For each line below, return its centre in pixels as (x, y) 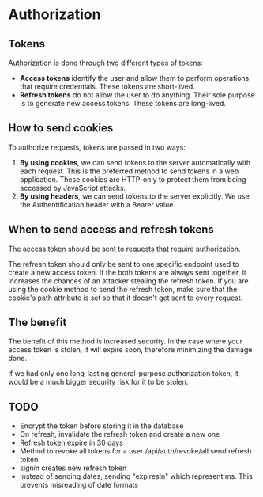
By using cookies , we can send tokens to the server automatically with (135, 162)
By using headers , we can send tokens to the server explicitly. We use (135, 196)
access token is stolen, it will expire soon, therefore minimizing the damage (130, 350)
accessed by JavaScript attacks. (73, 188)
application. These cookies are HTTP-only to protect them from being (133, 179)
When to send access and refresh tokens (111, 230)
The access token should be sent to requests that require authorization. (124, 248)
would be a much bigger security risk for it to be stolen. (98, 382)
